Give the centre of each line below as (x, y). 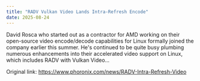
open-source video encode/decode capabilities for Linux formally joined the (100, 41)
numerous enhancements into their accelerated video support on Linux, (95, 53)
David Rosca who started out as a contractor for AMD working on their (93, 34)
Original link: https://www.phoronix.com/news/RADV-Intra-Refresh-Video (96, 71)
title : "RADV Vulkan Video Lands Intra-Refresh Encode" (77, 12)
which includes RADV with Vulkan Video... (58, 60)
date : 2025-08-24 (28, 17)
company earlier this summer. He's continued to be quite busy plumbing (95, 47)
